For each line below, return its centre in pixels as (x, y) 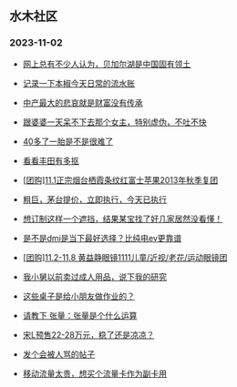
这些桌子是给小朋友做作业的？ (78, 296)
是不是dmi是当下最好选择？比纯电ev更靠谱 (102, 238)
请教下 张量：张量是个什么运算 (80, 315)
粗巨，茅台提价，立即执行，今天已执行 (94, 199)
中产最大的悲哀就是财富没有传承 (82, 102)
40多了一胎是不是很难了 (68, 141)
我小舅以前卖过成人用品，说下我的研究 (94, 277)
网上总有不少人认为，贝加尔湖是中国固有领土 (107, 64)
